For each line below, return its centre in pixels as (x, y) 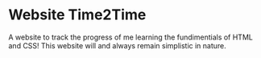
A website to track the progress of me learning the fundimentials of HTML (131, 37)
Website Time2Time (77, 15)
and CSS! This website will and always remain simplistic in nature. (118, 45)
